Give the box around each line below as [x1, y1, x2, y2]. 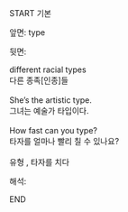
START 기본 [9, 8, 52, 18]
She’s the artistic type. [9, 95, 93, 106]
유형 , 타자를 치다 [9, 157, 70, 167]
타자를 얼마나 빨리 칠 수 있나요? [9, 136, 120, 146]
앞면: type [9, 27, 46, 38]
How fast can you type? [9, 125, 97, 135]
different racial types [9, 64, 87, 75]
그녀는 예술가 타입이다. [9, 106, 89, 115]
